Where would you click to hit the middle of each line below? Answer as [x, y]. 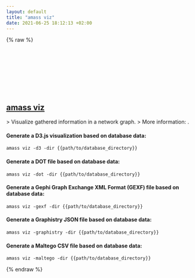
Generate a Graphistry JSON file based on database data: [79, 220]
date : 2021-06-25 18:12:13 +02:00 [49, 23]
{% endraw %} [25, 270]
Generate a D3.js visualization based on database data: [76, 135]
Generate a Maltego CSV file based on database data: [74, 246]
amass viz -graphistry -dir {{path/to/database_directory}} [83, 232]
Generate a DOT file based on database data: [63, 161]
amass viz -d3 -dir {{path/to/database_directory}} [72, 148]
